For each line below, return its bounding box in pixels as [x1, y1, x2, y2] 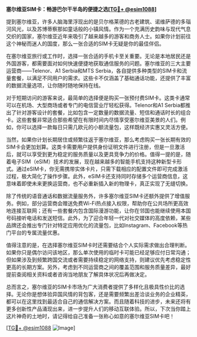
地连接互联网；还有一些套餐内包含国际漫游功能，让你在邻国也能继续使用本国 [6, 207, 191, 214]
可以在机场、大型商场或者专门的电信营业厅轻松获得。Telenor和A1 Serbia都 [6, 102, 186, 108]
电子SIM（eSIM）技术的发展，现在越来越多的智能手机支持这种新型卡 [11, 158, 177, 165]
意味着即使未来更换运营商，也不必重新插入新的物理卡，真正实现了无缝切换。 [6, 180, 191, 187]
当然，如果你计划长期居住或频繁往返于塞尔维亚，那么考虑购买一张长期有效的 [6, 136, 191, 143]
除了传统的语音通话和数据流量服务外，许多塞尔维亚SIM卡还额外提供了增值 [6, 193, 185, 199]
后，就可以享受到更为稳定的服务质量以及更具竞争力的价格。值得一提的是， [6, 151, 186, 158]
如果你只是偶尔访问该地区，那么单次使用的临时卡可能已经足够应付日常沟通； [6, 249, 191, 256]
